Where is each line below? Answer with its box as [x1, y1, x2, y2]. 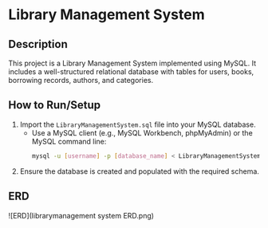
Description [8, 37, 68, 51]
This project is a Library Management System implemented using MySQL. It [8, 58, 257, 68]
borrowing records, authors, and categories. [8, 76, 154, 85]
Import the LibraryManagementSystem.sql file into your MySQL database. [19, 120, 257, 129]
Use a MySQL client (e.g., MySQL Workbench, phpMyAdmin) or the [31, 128, 253, 137]
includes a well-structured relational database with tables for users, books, [8, 67, 254, 77]
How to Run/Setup [8, 98, 101, 112]
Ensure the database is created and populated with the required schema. [19, 166, 259, 176]
